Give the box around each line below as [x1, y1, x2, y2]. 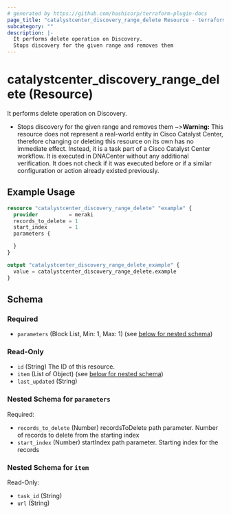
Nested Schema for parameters [7, 394, 111, 404]
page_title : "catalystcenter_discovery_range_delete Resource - [7, 17, 195, 23]
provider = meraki [13, 211, 94, 218]
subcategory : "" [7, 23, 54, 30]
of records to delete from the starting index [16, 431, 140, 439]
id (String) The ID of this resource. [16, 362, 115, 371]
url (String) [16, 499, 50, 507]
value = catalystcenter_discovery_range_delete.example [13, 268, 177, 275]
